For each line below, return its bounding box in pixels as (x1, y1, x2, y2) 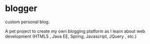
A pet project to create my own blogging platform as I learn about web (5, 28, 146, 34)
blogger (5, 3, 37, 14)
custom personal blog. (5, 19, 50, 25)
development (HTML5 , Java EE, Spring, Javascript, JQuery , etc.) (5, 33, 137, 39)
